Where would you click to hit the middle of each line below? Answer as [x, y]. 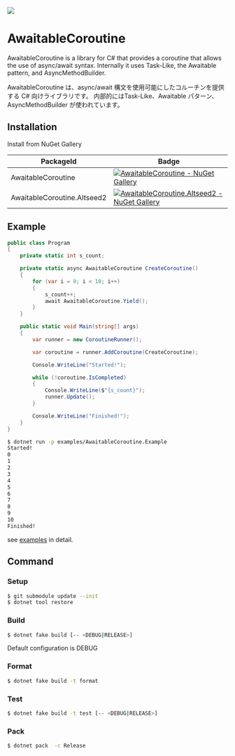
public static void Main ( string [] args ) [79, 327]
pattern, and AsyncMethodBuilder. [57, 73]
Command [30, 562]
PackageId [59, 161]
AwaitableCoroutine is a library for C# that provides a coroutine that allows [114, 58]
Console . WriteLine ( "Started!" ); [80, 365]
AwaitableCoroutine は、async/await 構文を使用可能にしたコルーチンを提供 [116, 87]
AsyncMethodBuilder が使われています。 [65, 104]
